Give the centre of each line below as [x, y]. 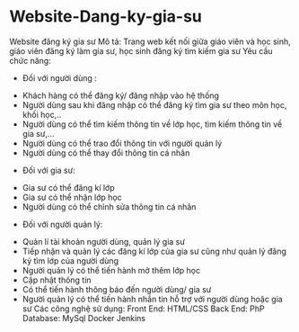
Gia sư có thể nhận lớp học [72, 197]
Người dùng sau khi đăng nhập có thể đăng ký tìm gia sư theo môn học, [154, 104]
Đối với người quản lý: [62, 224]
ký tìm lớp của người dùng [70, 260]
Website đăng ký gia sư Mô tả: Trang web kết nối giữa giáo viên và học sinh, [150, 41]
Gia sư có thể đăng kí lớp [68, 187]
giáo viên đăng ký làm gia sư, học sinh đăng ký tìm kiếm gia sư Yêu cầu [141, 50]
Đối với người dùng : [59, 77]
